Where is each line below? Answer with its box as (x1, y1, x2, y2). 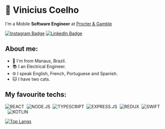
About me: (5, 44, 38, 53)
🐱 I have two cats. (12, 76, 50, 82)
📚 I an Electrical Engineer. (12, 63, 66, 69)
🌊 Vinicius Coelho (5, 4, 79, 16)
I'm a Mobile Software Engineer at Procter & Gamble (5, 21, 112, 27)
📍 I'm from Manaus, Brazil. (12, 58, 66, 64)
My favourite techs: (5, 90, 66, 99)
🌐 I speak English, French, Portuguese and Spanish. (12, 70, 118, 76)
